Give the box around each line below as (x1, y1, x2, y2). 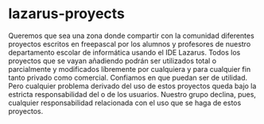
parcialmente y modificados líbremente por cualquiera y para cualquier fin (8, 64, 251, 73)
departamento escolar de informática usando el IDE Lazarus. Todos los (8, 47, 241, 57)
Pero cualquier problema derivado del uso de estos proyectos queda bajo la (8, 81, 257, 91)
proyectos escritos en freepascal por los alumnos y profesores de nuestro (8, 39, 251, 48)
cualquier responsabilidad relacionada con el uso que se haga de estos (8, 98, 242, 107)
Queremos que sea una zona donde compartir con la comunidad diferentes (8, 31, 254, 40)
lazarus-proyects (8, 5, 126, 23)
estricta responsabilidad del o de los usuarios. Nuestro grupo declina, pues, (8, 89, 257, 99)
